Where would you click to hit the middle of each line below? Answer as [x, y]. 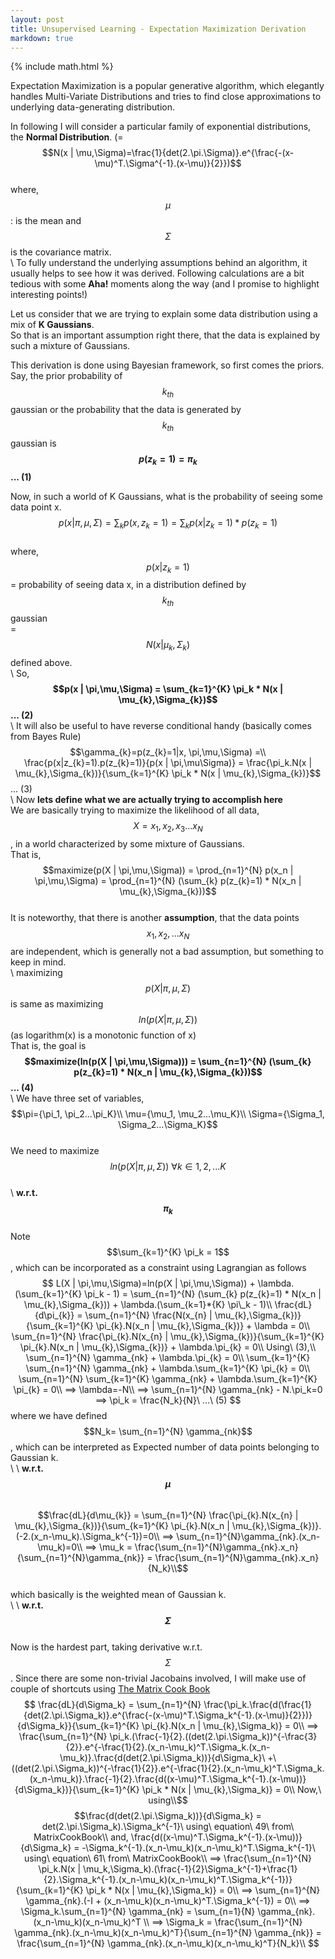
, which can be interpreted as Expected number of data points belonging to [165, 1447]
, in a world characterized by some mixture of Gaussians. [127, 843]
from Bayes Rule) [46, 736]
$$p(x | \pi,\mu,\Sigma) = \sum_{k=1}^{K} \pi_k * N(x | [168, 688]
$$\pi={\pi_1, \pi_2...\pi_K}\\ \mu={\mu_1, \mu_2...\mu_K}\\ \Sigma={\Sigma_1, [168, 1113]
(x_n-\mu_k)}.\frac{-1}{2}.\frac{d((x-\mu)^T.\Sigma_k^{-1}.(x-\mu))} [168, 1779]
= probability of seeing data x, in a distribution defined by [128, 585]
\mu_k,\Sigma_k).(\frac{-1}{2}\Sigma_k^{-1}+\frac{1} [190, 1869]
